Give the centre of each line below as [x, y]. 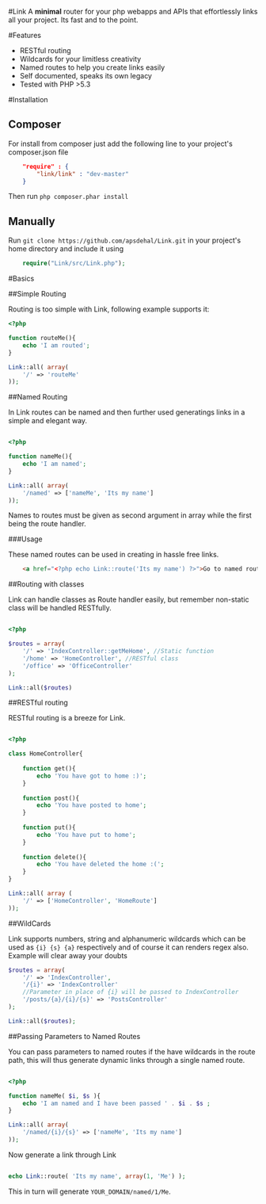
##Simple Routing [37, 294]
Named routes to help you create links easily [92, 67]
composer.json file [38, 152]
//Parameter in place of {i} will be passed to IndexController [131, 992]
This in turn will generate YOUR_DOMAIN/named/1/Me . [90, 1191]
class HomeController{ [46, 754]
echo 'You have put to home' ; [86, 835]
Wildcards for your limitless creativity [80, 59]
